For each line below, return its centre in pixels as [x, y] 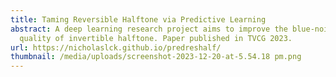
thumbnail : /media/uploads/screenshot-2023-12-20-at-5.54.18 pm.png [156, 57]
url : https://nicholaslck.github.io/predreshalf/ [116, 47]
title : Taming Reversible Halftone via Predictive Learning [138, 19]
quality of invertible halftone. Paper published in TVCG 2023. [156, 38]
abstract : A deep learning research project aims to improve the [149, 29]
